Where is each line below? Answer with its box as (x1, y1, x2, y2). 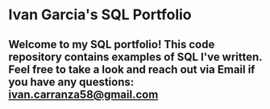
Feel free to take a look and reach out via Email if (8, 63, 255, 76)
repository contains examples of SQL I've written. (8, 50, 263, 63)
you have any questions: (8, 75, 135, 89)
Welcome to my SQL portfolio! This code (8, 38, 215, 51)
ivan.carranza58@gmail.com (8, 87, 159, 101)
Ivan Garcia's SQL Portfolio (8, 6, 192, 24)
